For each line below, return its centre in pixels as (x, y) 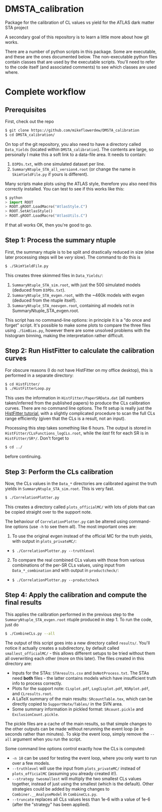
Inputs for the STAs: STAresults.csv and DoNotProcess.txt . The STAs (81, 673)
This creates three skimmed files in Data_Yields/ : (54, 275)
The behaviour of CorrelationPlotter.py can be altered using (66, 521)
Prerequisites (26, 110)
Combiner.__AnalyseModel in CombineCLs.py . (55, 794)
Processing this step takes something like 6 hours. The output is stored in (78, 428)
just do (12, 624)
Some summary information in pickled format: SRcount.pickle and (78, 709)
